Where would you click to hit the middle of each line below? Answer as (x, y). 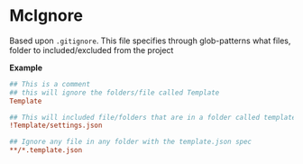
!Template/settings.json (56, 126)
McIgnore (46, 16)
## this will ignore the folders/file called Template (115, 92)
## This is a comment (50, 84)
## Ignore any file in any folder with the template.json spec (131, 142)
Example (26, 68)
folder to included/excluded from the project (92, 50)
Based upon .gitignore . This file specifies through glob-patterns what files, (150, 41)
